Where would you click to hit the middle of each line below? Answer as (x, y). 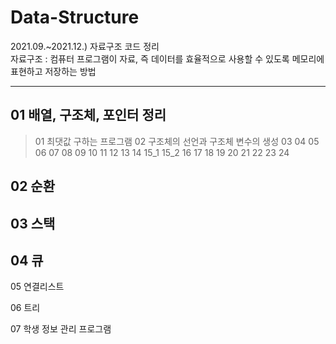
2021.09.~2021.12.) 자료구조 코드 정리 (85, 46)
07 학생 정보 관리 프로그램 (61, 329)
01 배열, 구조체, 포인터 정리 (88, 115)
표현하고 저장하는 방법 (53, 71)
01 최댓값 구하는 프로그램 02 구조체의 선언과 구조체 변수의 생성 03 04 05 (177, 141)
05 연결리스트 (37, 287)
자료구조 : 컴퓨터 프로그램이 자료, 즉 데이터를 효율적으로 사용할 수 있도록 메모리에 (167, 58)
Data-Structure (75, 17)
